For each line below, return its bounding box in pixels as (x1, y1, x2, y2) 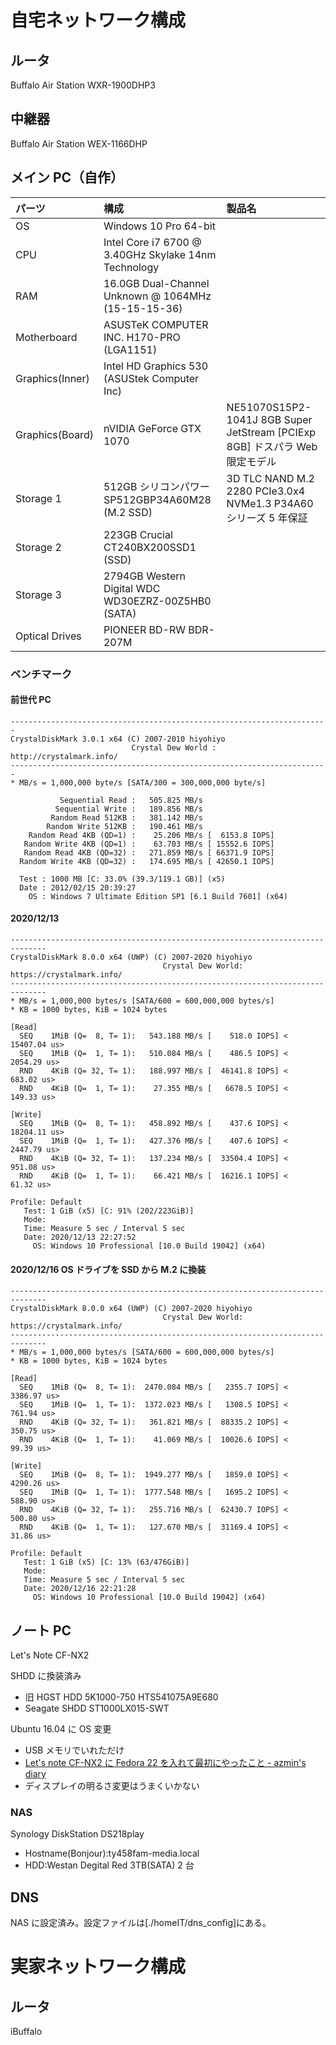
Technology (103, 260, 160, 274)
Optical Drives (15, 629, 82, 643)
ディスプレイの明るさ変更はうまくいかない (24, 1779, 200, 1791)
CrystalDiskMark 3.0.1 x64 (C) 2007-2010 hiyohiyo (10, 734, 226, 744)
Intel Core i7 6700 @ (103, 235, 202, 249)
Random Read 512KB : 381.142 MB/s (50, 812, 203, 823)
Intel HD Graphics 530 (103, 359, 209, 373)
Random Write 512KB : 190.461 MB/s (46, 821, 203, 831)
